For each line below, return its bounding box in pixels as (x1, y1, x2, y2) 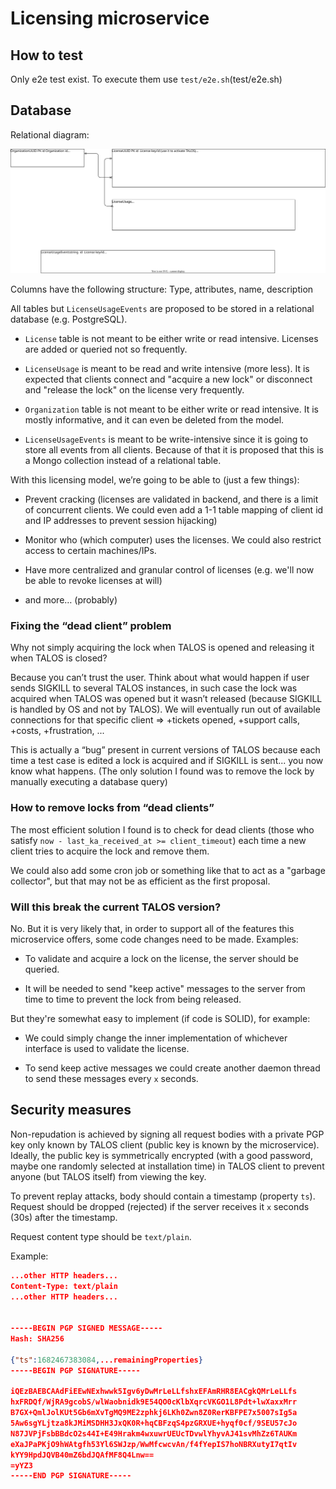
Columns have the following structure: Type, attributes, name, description (10, 283, 314, 296)
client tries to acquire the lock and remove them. (10, 845, 210, 857)
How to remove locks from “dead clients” (10, 801, 215, 815)
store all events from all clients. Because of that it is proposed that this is (24, 444, 324, 456)
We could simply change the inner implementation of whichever (24, 1032, 288, 1044)
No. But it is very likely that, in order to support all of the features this (10, 923, 295, 935)
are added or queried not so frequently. (24, 343, 188, 356)
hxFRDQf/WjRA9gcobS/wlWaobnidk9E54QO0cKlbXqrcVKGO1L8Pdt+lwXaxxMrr (10, 1397, 298, 1407)
